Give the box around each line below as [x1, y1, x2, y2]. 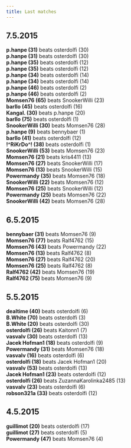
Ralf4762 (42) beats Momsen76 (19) [6, 268, 95, 276]
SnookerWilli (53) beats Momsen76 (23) [6, 147, 105, 154]
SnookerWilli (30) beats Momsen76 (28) [6, 122, 106, 129]
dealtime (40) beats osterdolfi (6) [6, 308, 89, 315]
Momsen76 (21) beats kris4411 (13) [6, 154, 92, 161]
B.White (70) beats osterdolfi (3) [6, 314, 86, 321]
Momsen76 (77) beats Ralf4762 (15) [6, 237, 94, 244]
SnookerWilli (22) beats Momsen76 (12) [6, 179, 104, 186]
